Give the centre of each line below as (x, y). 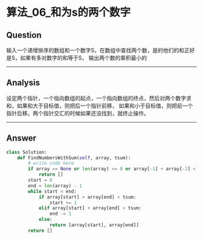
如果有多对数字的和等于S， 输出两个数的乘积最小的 (83, 58)
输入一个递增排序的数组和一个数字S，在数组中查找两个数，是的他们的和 (95, 50)
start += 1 (63, 203)
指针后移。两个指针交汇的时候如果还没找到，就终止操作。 (78, 113)
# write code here (51, 164)
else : (45, 220)
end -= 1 (60, 214)
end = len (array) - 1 (55, 186)
